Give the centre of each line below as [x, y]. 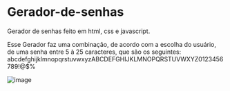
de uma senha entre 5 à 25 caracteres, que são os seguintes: [94, 52]
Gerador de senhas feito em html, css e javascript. [79, 31]
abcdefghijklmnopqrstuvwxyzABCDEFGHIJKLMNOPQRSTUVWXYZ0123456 [115, 59]
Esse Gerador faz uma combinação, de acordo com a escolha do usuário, [112, 44]
